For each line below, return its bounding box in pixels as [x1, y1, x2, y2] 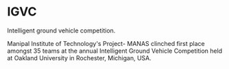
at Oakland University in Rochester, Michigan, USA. [7, 53, 152, 62]
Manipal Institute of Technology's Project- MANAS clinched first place [7, 39, 205, 47]
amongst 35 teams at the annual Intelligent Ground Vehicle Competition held [7, 47, 223, 55]
